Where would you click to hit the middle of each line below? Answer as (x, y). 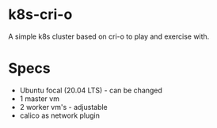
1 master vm (39, 98)
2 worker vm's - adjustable (64, 107)
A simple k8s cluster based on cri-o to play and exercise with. (109, 36)
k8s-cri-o (40, 15)
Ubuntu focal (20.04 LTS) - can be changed (91, 90)
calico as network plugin (60, 115)
